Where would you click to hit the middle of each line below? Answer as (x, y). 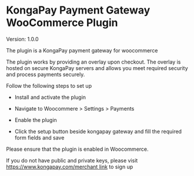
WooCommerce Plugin (62, 23)
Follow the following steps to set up (49, 85)
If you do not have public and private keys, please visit (72, 160)
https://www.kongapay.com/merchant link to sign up (70, 167)
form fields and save (39, 137)
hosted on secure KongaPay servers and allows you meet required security (97, 68)
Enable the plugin (36, 120)
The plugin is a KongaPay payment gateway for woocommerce (82, 50)
